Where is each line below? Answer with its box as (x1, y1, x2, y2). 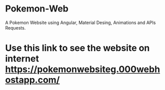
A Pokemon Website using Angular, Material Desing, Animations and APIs (5, 19, 156, 25)
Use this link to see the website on (5, 42, 150, 54)
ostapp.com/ (5, 74, 60, 85)
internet (5, 53, 39, 64)
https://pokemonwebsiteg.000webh (5, 63, 160, 75)
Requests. (5, 24, 26, 30)
